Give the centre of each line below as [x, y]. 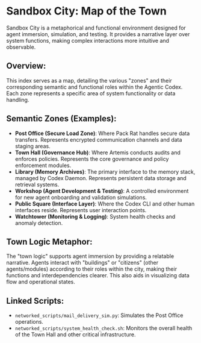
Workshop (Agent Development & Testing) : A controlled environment [102, 190]
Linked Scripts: [35, 301]
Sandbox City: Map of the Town [86, 11]
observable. [21, 47]
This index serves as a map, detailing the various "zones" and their [89, 80]
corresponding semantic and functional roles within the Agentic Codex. [94, 87]
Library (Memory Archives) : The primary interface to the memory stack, [105, 171]
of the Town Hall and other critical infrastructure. [75, 335]
